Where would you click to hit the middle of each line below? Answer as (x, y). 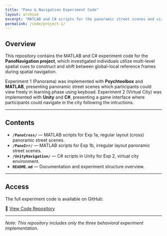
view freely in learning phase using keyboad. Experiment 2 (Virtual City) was (83, 92)
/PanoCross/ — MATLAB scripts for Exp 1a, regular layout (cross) (78, 134)
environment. (26, 161)
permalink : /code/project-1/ (35, 24)
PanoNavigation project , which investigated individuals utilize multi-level (80, 61)
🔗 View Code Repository (30, 208)
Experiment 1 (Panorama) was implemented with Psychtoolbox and (74, 81)
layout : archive (22, 14)
